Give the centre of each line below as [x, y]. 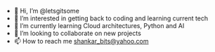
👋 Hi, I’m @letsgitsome [46, 11]
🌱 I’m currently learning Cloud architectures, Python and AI [99, 26]
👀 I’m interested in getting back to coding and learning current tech [111, 18]
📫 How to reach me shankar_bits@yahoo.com [81, 41]
